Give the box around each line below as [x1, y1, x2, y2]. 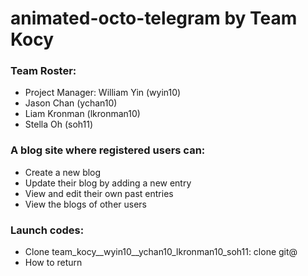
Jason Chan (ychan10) [24, 97, 118, 109]
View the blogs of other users [24, 198, 148, 210]
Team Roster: [10, 64, 77, 78]
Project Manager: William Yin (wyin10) [24, 87, 182, 99]
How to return [24, 257, 83, 269]
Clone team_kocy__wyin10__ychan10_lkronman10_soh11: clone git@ [24, 246, 298, 258]
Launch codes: [10, 223, 85, 237]
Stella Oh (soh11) [24, 118, 93, 131]
